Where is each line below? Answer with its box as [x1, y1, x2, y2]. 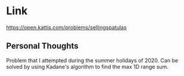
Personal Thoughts [6, 41, 79, 51]
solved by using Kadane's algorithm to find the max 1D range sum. [6, 63, 169, 70]
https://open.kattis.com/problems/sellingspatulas [6, 24, 127, 31]
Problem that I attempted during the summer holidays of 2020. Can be [6, 56, 179, 64]
